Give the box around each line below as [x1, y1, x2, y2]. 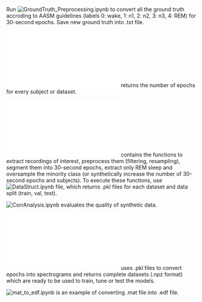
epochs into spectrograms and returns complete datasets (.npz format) [6, 271, 183, 278]
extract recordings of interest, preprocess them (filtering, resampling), [6, 158, 181, 164]
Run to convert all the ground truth [6, 6, 185, 13]
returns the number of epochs [120, 82, 196, 89]
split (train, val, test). [6, 190, 57, 196]
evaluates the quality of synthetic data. [60, 201, 157, 208]
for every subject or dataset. [6, 88, 77, 95]
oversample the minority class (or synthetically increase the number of [6, 170, 182, 178]
